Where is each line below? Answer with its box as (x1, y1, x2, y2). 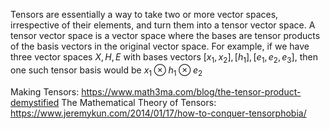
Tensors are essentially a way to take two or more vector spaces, (10, 9, 279, 20)
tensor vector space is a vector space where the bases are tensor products (10, 30, 321, 41)
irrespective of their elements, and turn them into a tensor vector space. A (10, 19, 316, 31)
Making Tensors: (10, 85, 80, 98)
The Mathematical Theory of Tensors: (61, 96, 217, 108)
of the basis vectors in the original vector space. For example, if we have (10, 40, 310, 52)
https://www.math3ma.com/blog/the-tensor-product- (81, 85, 302, 98)
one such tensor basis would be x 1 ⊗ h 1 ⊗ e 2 (10, 64, 203, 78)
